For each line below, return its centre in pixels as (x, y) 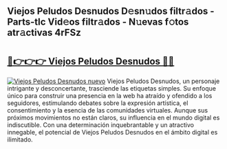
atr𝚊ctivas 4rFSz (44, 33)
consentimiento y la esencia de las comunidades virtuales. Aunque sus (108, 110)
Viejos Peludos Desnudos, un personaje (163, 81)
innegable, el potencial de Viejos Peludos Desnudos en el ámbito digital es (112, 132)
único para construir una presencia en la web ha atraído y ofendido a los (110, 96)
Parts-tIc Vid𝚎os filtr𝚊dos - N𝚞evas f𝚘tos (98, 22)
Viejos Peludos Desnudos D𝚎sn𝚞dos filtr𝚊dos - (111, 11)
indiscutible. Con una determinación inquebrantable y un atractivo (101, 125)
